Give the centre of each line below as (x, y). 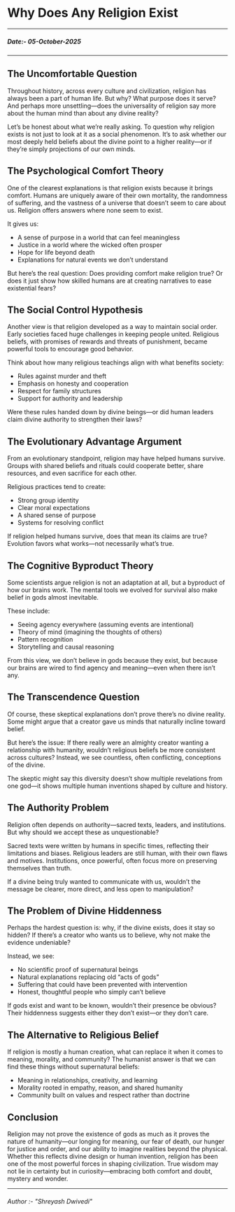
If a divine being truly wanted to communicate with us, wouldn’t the (104, 881)
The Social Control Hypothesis (75, 310)
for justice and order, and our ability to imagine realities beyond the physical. (117, 1149)
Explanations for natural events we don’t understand (93, 260)
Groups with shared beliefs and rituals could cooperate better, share (106, 466)
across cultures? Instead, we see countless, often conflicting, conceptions (114, 757)
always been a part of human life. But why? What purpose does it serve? (112, 98)
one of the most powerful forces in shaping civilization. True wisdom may (113, 1164)
